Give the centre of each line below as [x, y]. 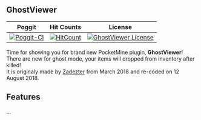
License [120, 27]
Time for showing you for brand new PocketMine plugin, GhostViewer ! [95, 52]
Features [23, 97]
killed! [14, 65]
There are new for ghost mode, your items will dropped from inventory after [100, 58]
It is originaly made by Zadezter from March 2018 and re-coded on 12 [93, 72]
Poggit [27, 27]
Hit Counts [65, 27]
